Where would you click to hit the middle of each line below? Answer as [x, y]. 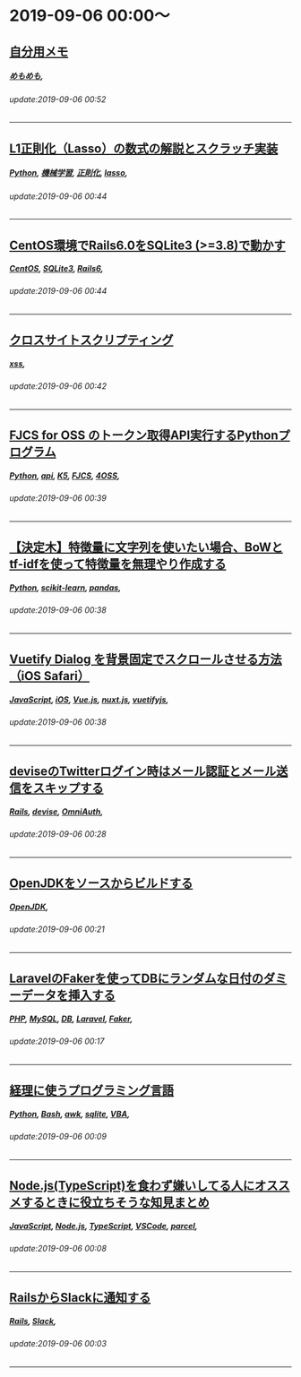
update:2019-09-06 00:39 [58, 498]
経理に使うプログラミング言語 [92, 1091]
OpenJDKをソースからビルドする [101, 884]
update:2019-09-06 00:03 [58, 1344]
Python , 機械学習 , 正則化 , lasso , [69, 173]
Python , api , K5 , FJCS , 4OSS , [65, 476]
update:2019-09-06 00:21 [57, 929]
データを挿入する [68, 996]
